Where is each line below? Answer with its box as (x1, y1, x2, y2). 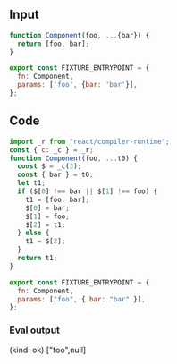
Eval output (9, 324, 61, 336)
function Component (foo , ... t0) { (9, 154, 139, 163)
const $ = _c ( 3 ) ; (17, 162, 82, 171)
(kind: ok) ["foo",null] (9, 344, 87, 355)
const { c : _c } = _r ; (9, 145, 94, 155)
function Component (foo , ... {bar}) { (9, 30, 150, 39)
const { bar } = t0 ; (17, 170, 94, 180)
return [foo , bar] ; (17, 39, 90, 48)
